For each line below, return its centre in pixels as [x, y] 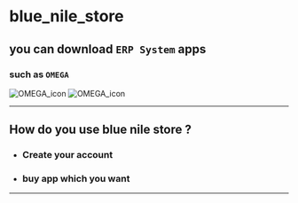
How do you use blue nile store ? [101, 130]
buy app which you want [76, 179]
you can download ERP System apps [108, 49]
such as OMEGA [39, 74]
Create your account [67, 155]
